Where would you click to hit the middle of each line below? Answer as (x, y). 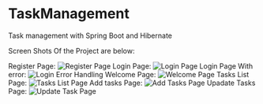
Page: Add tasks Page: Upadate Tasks (132, 83)
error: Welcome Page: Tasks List (129, 74)
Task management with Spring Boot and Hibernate (90, 35)
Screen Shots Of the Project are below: (71, 50)
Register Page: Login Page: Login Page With (131, 66)
